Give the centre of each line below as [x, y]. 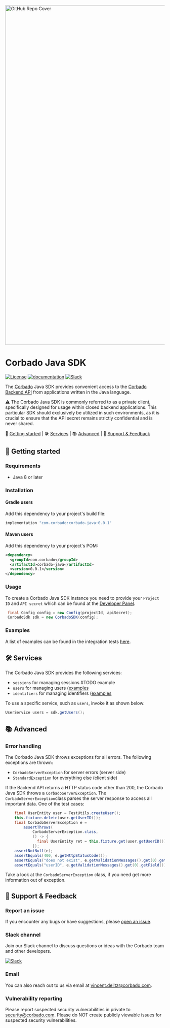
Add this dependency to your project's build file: [55, 513]
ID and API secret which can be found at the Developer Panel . [70, 603]
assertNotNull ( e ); [34, 851]
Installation [19, 490]
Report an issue [25, 910]
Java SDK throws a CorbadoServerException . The [56, 793]
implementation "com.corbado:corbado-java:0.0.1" [59, 523]
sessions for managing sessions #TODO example [64, 683]
